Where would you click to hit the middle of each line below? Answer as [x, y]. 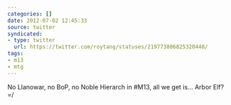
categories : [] [30, 14]
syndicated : [25, 34]
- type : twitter [31, 40]
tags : [15, 54]
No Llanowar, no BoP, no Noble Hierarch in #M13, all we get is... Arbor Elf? [116, 87]
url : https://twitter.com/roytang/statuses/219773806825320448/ [111, 47]
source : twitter [31, 27]
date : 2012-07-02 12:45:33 [47, 21]
